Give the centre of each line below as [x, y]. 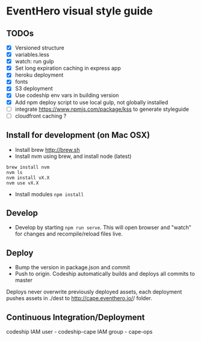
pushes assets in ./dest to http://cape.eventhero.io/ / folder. [79, 298]
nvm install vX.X [28, 178]
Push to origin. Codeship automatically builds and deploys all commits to [105, 274]
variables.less [32, 55]
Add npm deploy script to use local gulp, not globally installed [91, 102]
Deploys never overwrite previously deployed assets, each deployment [94, 292]
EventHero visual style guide [80, 11]
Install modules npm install [49, 194]
